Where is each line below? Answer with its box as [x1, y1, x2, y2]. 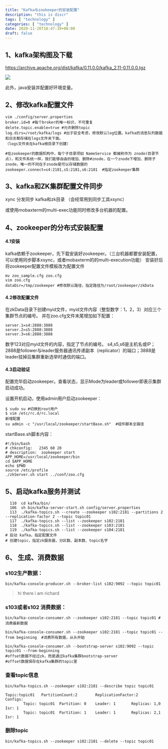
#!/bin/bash [5, 441, 30, 446]
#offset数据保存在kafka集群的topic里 [5, 659, 77, 664]
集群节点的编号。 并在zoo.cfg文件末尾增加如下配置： [5, 313, 115, 319]
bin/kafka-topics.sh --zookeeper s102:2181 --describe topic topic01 [5, 683, 154, 688]
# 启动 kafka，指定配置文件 [5, 533, 57, 538]
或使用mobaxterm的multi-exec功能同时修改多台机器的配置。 [5, 207, 131, 213]
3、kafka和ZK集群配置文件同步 [5, 182, 103, 191]
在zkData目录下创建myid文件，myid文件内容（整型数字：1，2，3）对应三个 [5, 307, 162, 313]
